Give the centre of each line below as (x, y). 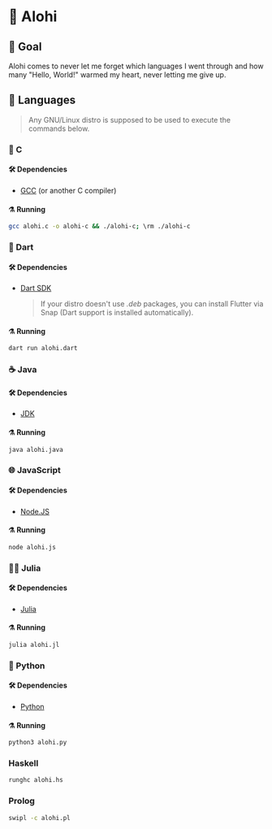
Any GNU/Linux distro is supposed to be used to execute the (130, 119)
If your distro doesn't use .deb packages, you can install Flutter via (152, 304)
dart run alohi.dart (43, 349)
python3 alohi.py (38, 743)
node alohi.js (32, 547)
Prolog (22, 801)
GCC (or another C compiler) (68, 190)
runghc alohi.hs (36, 780)
